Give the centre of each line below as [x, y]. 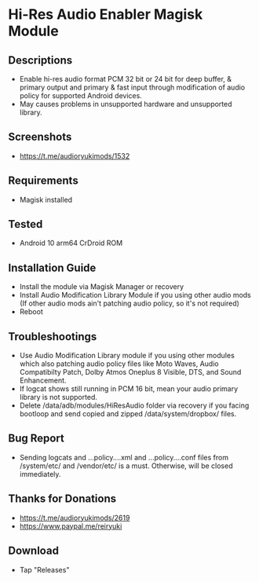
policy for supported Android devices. [81, 95]
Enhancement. [43, 381]
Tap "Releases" [44, 569]
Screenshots [40, 137]
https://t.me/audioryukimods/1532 [75, 156]
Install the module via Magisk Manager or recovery [102, 287]
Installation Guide [52, 267]
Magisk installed [46, 199]
